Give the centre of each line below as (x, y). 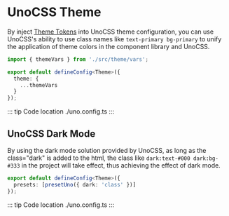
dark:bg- (206, 158)
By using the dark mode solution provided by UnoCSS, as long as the (107, 150)
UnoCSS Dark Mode (51, 134)
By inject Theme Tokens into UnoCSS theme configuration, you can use (111, 32)
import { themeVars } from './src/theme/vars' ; (78, 59)
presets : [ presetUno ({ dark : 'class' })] (75, 184)
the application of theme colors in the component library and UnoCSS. (109, 46)
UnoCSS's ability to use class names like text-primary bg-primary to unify (114, 39)
